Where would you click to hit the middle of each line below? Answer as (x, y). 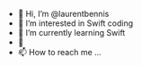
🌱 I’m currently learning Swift (71, 33)
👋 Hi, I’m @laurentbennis (63, 14)
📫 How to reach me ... (59, 52)
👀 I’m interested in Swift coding (75, 23)
